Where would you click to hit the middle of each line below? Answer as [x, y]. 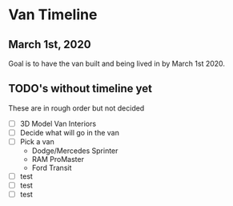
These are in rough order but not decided [76, 108]
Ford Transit [52, 168]
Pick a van [37, 141]
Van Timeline [53, 15]
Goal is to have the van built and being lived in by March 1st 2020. [117, 63]
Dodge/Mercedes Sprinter [75, 151]
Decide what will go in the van [70, 132]
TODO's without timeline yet [80, 89]
